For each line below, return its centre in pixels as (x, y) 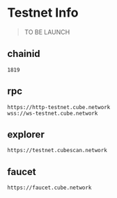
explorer (26, 134)
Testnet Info (43, 13)
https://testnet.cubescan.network (57, 151)
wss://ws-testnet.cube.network (53, 113)
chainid (24, 54)
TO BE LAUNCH (47, 32)
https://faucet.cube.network (49, 188)
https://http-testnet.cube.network (59, 107)
